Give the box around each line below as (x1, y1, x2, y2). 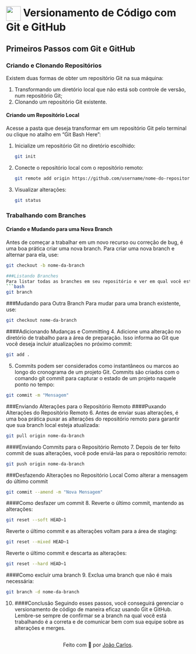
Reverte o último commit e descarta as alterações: (6, 550, 127, 557)
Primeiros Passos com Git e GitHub (6, 44, 135, 54)
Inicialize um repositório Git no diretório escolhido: (14, 142, 136, 149)
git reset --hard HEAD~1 (6, 561, 66, 567)
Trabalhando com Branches (6, 211, 86, 219)
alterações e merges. (14, 624, 66, 631)
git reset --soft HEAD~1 (6, 517, 66, 523)
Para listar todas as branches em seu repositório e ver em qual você (6, 278, 181, 284)
